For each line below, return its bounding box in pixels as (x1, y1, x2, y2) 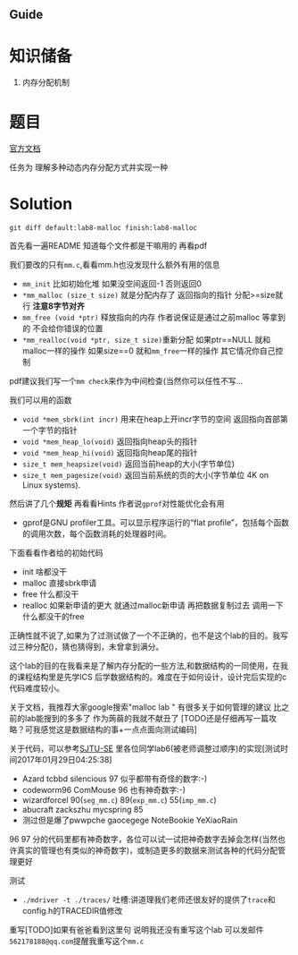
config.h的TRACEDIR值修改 (21, 906, 123, 917)
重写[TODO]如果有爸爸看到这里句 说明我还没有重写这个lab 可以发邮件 (9, 925, 265, 935)
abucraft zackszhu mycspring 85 (21, 805, 144, 815)
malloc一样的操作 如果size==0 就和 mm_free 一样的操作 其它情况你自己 (21, 345, 276, 356)
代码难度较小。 (9, 683, 64, 694)
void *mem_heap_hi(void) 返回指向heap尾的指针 (21, 448, 198, 458)
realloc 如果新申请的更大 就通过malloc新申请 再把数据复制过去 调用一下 (21, 600, 284, 611)
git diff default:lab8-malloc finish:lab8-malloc (9, 224, 198, 233)
